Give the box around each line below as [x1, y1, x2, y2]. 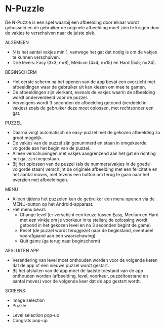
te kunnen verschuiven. [12, 54, 60, 60]
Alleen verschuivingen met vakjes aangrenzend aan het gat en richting [12, 150, 156, 156]
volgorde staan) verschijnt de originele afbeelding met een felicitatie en [12, 166, 158, 172]
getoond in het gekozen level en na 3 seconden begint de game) [19, 222, 151, 228]
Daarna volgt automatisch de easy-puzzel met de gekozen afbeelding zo [12, 129, 161, 135]
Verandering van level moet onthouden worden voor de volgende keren [12, 257, 158, 263]
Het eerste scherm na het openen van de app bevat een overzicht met [12, 79, 156, 85]
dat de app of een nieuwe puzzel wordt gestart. [12, 262, 110, 268]
